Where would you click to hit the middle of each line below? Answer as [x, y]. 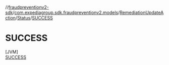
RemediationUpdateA [142, 12]
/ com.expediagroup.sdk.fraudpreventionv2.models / [66, 12]
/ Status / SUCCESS [34, 18]
